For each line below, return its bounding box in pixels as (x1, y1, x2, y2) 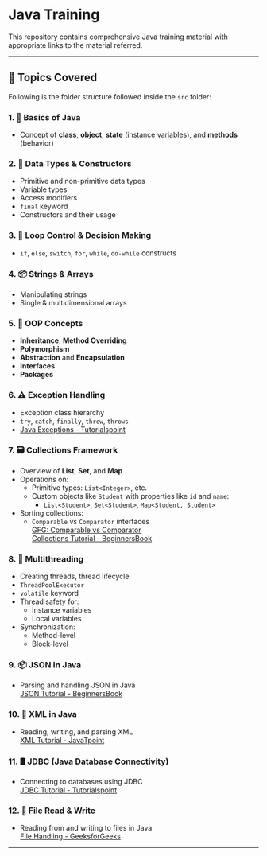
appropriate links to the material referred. (8, 40, 143, 49)
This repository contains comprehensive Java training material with (8, 32, 229, 41)
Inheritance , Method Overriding (19, 336, 127, 345)
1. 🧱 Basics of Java (8, 111, 81, 123)
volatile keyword (19, 589, 79, 598)
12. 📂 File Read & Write (8, 805, 96, 816)
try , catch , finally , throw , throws (19, 416, 129, 426)
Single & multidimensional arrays (19, 298, 127, 307)
